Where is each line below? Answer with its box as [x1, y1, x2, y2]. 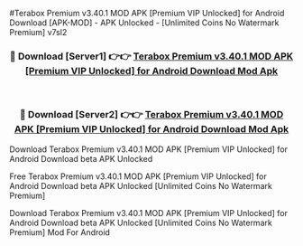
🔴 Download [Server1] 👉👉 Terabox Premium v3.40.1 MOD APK [9, 50, 294, 62]
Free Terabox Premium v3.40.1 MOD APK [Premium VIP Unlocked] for [9, 171, 268, 182]
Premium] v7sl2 [9, 27, 68, 37]
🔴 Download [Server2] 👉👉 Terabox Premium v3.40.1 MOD [19, 109, 284, 121]
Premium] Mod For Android [9, 226, 111, 238]
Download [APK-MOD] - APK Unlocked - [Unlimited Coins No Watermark [9, 17, 280, 28]
